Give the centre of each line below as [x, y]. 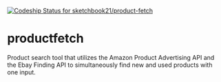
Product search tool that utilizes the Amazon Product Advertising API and [111, 57]
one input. [21, 72]
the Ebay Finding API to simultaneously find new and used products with [110, 65]
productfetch [45, 39]
